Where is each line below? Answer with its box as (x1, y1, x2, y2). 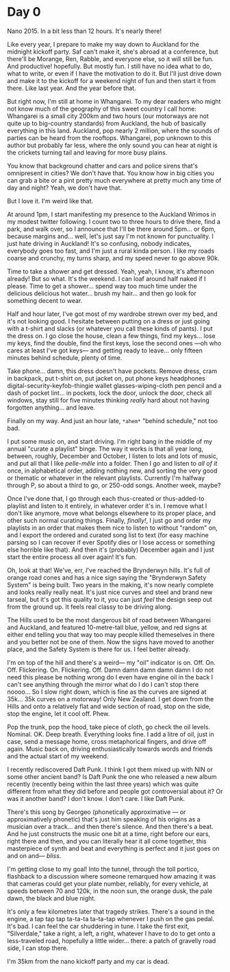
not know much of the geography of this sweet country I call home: (7, 104, 197, 113)
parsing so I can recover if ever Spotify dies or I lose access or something (7, 538, 216, 546)
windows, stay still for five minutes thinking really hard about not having (7, 396, 210, 404)
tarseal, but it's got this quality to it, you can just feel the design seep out (7, 595, 212, 603)
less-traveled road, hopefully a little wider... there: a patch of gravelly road (7, 936, 216, 945)
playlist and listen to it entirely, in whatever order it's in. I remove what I (7, 501, 207, 510)
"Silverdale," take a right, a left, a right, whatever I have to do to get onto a (7, 929, 216, 938)
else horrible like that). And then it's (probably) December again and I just (7, 545, 214, 554)
